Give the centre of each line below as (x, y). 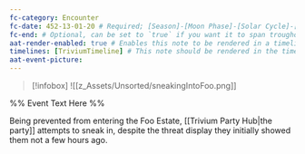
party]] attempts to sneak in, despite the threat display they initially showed (150, 130)
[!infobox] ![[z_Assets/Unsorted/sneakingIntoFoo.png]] (134, 86)
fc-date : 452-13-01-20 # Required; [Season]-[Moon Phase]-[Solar (135, 26)
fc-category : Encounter (54, 18)
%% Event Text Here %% (57, 103)
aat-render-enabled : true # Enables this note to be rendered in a (140, 43)
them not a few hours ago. (59, 140)
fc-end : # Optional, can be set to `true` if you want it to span (138, 34)
